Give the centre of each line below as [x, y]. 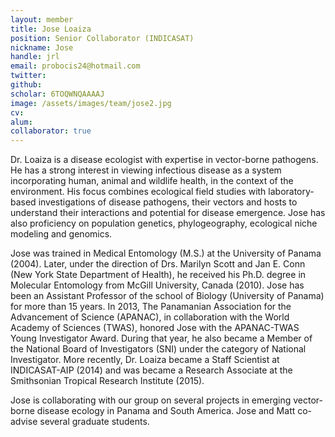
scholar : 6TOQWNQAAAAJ [57, 94]
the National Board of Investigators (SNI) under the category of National [158, 349]
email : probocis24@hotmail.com [75, 66]
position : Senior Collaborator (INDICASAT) [102, 38]
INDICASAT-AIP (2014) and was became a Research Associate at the [151, 370]
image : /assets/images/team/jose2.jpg [91, 103]
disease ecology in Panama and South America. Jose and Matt [166, 411]
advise [24, 422]
